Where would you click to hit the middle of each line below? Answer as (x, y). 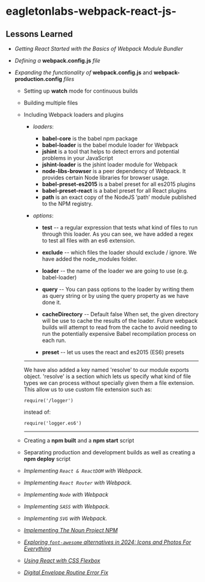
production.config (38, 79)
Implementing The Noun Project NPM (71, 530)
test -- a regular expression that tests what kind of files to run (120, 227)
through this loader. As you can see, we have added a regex (117, 234)
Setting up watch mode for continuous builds (81, 91)
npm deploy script (47, 459)
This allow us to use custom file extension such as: (88, 389)
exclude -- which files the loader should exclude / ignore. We (119, 252)
